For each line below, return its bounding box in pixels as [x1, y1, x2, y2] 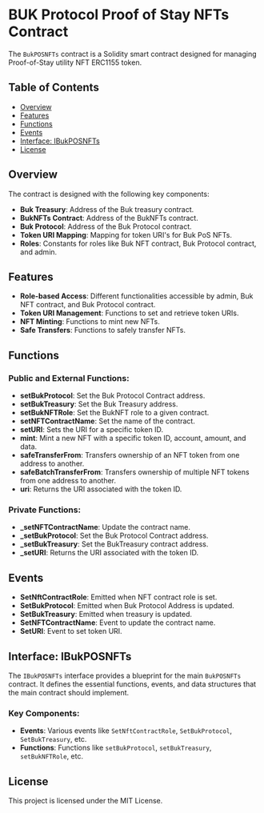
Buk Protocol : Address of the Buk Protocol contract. [19, 222, 192, 231]
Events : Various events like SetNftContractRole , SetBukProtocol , [19, 726, 233, 735]
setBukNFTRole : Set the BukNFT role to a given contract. [19, 408, 210, 418]
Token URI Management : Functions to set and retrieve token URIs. [19, 308, 239, 318]
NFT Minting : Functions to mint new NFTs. [19, 317, 160, 326]
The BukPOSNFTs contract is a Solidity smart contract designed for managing [8, 49, 258, 58]
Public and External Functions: [8, 372, 130, 383]
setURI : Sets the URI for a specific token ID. [19, 425, 164, 435]
